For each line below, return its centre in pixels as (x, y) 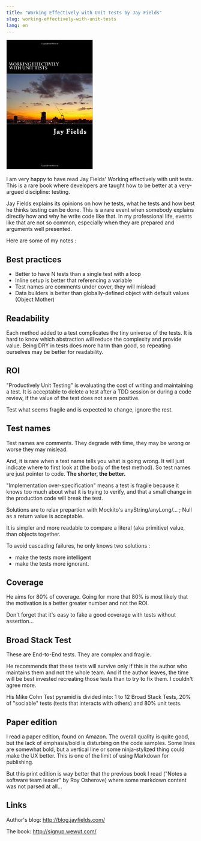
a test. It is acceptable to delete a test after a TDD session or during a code (99, 391)
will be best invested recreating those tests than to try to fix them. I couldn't (100, 679)
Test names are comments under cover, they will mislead (85, 287)
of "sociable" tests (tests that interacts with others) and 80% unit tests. (94, 703)
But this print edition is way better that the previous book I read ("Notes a (97, 774)
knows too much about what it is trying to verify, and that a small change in (99, 491)
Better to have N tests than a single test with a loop (78, 274)
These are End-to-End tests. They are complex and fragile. (79, 654)
